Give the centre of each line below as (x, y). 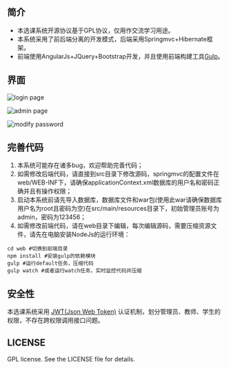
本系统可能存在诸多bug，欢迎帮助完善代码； (80, 165)
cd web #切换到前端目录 (38, 249)
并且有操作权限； (48, 191)
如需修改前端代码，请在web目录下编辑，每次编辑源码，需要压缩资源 (114, 226)
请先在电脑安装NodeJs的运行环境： (80, 234)
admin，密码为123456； (52, 217)
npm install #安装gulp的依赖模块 (51, 256)
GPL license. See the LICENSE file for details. (71, 359)
